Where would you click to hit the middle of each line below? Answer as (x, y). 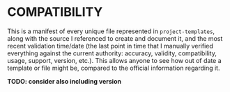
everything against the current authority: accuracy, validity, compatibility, (112, 53)
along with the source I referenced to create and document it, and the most (115, 38)
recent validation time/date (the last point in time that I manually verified (110, 46)
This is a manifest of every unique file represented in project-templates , (111, 31)
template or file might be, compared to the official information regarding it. (114, 68)
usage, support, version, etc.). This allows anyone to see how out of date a (114, 60)
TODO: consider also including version (64, 81)
